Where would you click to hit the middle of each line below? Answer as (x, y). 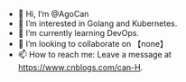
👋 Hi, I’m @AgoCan (53, 14)
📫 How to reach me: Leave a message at (94, 55)
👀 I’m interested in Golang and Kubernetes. (98, 23)
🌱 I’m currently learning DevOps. (79, 33)
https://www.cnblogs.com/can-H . (80, 67)
